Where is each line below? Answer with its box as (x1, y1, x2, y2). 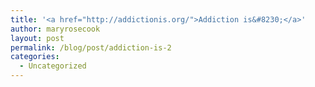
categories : (10, 52, 60, 62)
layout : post (10, 33, 65, 43)
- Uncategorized (19, 61, 87, 71)
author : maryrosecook (10, 24, 101, 34)
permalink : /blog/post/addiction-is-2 (10, 42, 172, 53)
